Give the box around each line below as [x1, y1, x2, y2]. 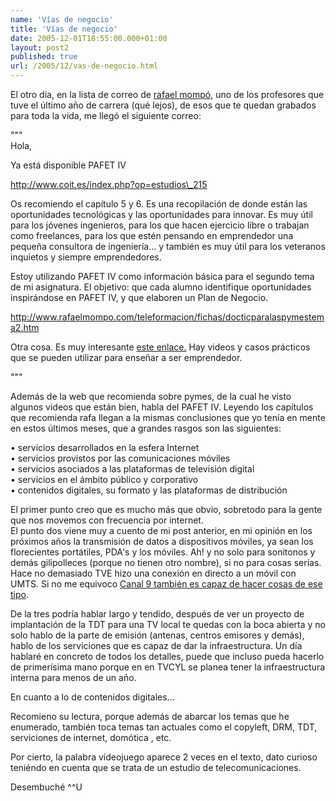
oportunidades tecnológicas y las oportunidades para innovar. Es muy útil [10, 209, 313, 220]
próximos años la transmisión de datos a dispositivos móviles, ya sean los [10, 536, 314, 547]
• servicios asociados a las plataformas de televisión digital [10, 463, 255, 475]
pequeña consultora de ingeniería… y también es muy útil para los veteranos [10, 241, 326, 252]
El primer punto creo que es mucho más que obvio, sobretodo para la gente [10, 504, 323, 515]
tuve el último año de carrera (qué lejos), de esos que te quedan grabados [10, 99, 317, 111]
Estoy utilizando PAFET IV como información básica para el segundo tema [10, 271, 315, 282]
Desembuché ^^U [10, 781, 83, 793]
